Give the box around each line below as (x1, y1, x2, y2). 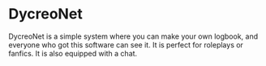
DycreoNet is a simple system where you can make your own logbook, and (8, 31, 259, 41)
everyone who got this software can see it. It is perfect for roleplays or (8, 39, 243, 49)
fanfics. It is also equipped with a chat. (8, 48, 138, 58)
